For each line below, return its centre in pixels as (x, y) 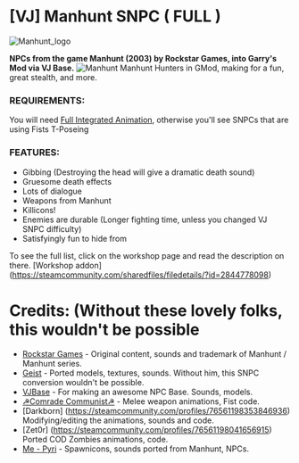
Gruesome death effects (67, 181)
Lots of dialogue (52, 191)
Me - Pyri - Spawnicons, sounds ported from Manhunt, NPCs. (136, 449)
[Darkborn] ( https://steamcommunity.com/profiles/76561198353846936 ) (156, 411)
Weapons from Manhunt (66, 200)
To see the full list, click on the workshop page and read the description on (147, 255)
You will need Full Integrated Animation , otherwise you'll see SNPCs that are (149, 120)
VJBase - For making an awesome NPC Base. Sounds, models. (137, 392)
